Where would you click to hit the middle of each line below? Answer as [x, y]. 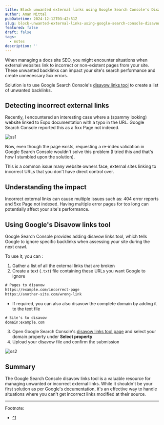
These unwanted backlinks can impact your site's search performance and [80, 70]
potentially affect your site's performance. [47, 209]
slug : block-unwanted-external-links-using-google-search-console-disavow [83, 23]
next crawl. [16, 247]
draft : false [18, 32]
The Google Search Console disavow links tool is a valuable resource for [78, 379]
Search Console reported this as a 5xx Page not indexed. [62, 128]
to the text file [26, 309]
